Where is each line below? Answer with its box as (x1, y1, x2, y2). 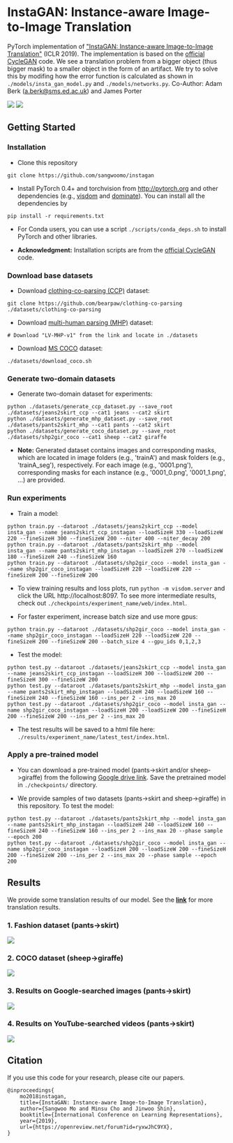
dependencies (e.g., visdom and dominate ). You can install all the (17, 192, 206, 200)
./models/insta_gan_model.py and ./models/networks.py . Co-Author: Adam (7, 79, 223, 87)
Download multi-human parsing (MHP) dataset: (17, 318, 153, 326)
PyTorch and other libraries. (17, 232, 98, 240)
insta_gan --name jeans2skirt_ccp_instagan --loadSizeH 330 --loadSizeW (7, 529, 223, 535)
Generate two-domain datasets (7, 373, 116, 383)
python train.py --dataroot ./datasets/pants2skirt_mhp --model (7, 541, 198, 548)
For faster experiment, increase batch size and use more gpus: (17, 612, 198, 621)
